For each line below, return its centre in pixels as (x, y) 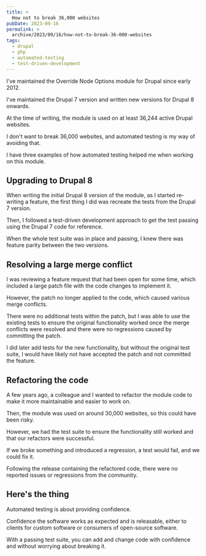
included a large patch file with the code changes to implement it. (89, 286)
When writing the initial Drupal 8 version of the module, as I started (91, 195)
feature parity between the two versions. (58, 245)
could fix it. (21, 456)
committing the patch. (34, 336)
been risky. (21, 420)
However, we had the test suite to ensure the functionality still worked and (100, 431)
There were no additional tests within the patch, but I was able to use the (98, 316)
